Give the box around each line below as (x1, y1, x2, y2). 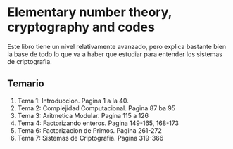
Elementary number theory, (7, 4, 172, 20)
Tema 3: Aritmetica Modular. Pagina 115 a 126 (17, 111, 149, 119)
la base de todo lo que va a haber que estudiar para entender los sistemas (7, 50, 223, 58)
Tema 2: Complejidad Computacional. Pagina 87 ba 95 (17, 103, 176, 112)
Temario (7, 78, 44, 90)
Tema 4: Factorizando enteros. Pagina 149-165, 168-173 (17, 119, 180, 127)
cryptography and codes (7, 19, 155, 35)
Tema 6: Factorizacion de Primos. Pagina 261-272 (17, 126, 162, 134)
